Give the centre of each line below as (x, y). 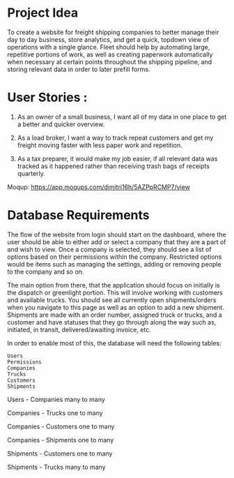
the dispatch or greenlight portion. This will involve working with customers (115, 292)
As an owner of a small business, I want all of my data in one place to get (122, 117)
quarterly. (31, 173)
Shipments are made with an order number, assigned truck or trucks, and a (115, 315)
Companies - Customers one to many (61, 426)
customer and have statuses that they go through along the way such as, (112, 322)
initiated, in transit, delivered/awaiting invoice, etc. (79, 329)
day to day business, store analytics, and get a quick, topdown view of (108, 39)
